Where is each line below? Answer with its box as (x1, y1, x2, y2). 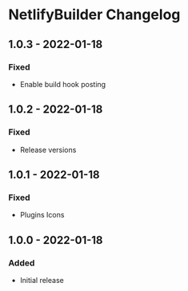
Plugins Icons (19, 210, 65, 220)
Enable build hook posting (19, 79, 106, 89)
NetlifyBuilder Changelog (8, 6, 181, 24)
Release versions (19, 145, 77, 154)
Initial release (19, 275, 64, 285)
